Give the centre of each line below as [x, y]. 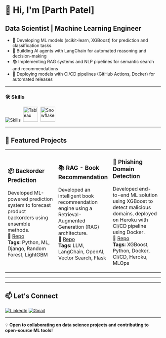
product [17, 211]
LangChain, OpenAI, [81, 252]
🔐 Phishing [128, 162]
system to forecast [29, 205]
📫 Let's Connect [32, 296]
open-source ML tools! [29, 330]
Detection [126, 176]
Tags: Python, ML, [29, 242]
